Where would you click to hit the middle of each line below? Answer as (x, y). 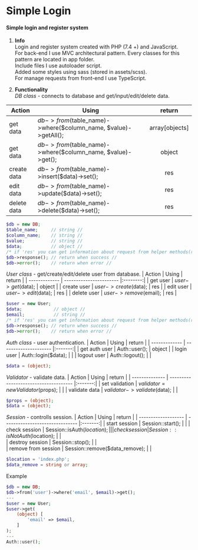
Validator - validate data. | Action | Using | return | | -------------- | (87, 377)
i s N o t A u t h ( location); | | (34, 436)
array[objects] (169, 128)
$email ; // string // (46, 315)
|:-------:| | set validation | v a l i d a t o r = (120, 383)
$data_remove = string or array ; (47, 465)
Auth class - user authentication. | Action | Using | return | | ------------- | (96, 342)
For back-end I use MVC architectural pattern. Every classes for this (97, 53)
